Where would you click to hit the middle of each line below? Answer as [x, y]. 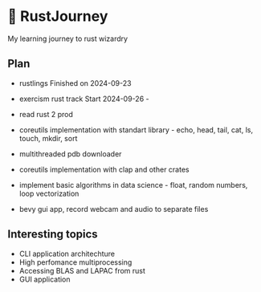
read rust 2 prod [46, 114]
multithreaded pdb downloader [70, 154]
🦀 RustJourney [58, 16]
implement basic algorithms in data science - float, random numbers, [133, 185]
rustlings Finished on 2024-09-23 [75, 83]
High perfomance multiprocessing [75, 262]
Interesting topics [53, 235]
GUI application [45, 279]
